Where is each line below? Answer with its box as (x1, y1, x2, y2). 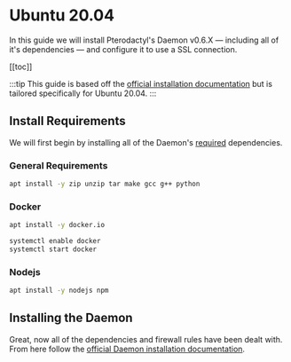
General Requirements (9, 159, 108, 171)
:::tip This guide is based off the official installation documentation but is (9, 78, 273, 89)
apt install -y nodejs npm (9, 286, 109, 295)
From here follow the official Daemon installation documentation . (9, 343, 246, 354)
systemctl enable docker (9, 237, 101, 246)
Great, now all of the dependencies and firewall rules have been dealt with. (9, 334, 283, 344)
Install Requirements (9, 114, 126, 129)
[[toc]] (9, 61, 33, 72)
